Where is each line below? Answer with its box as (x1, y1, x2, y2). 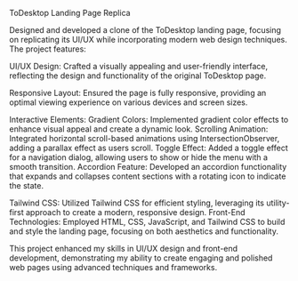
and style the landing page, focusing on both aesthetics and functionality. (9, 226, 278, 237)
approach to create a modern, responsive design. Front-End (25, 207, 246, 217)
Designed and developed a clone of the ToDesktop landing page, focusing (9, 25, 282, 35)
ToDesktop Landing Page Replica (9, 8, 131, 18)
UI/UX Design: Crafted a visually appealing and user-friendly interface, (9, 61, 269, 71)
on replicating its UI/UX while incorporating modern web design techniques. (9, 35, 287, 44)
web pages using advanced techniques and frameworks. (9, 262, 218, 272)
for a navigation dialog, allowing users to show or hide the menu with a (9, 152, 269, 163)
